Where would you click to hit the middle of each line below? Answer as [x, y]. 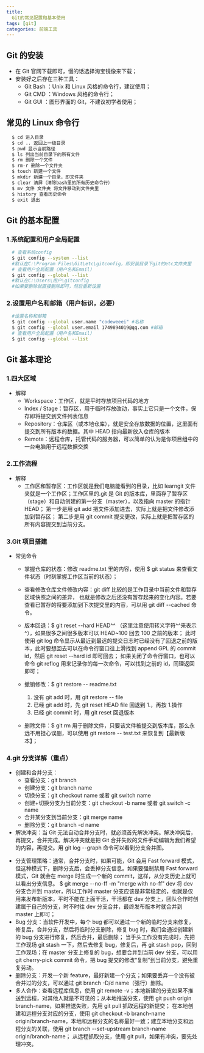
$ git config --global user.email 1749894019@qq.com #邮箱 [87, 328]
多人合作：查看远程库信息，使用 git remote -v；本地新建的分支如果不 [101, 991]
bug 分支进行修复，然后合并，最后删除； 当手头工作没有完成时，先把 [109, 937]
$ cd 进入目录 [28, 137]
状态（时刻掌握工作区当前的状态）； [74, 577]
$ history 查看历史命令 [39, 194]
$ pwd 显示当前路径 [34, 149]
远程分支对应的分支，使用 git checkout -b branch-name [96, 1014]
